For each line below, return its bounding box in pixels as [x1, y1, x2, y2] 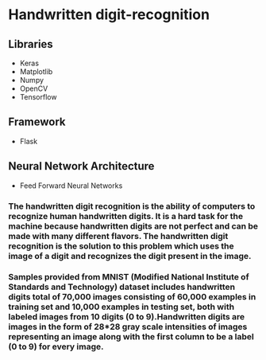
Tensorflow [19, 92, 57, 101]
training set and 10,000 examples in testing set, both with [8, 301, 235, 312]
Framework [8, 115, 66, 129]
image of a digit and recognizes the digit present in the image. [8, 250, 252, 261]
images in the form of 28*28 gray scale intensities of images [8, 321, 248, 332]
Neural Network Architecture [8, 159, 155, 173]
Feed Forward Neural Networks [19, 181, 123, 190]
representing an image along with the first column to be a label [8, 331, 254, 342]
